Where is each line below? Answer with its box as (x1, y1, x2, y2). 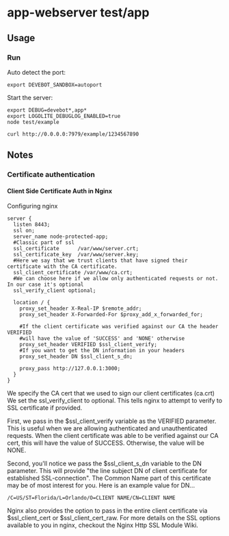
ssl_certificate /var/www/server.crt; (13, 245, 139, 252)
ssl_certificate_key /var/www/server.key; (13, 252, 139, 258)
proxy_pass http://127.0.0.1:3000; (19, 365, 121, 372)
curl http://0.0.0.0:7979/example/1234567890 (7, 130, 139, 138)
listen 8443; (13, 221, 51, 228)
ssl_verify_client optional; (13, 287, 96, 294)
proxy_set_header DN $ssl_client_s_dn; (19, 353, 133, 361)
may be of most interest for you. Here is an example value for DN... (7, 481, 196, 489)
